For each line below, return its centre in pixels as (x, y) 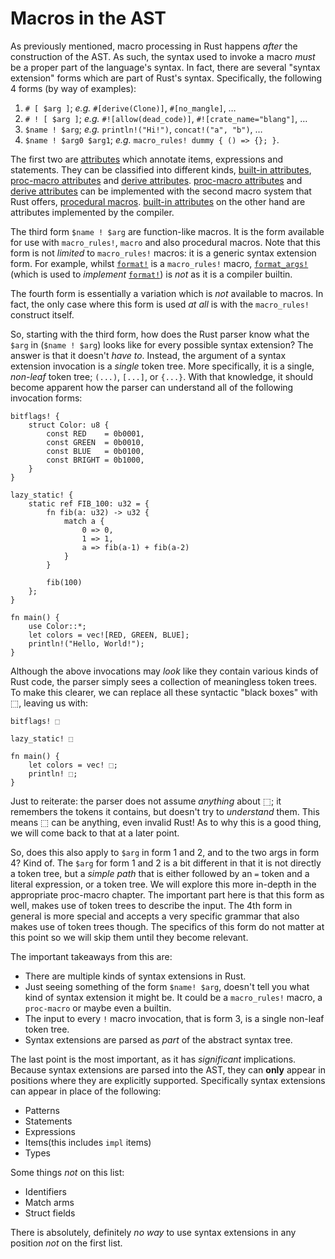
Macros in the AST (88, 18)
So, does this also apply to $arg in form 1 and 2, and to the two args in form (165, 852)
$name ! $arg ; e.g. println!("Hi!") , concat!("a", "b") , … (143, 129)
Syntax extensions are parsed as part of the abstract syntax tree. (158, 1039)
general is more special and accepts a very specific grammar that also (155, 916)
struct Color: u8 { (69, 425)
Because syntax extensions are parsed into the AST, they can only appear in (168, 1069)
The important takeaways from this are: (91, 956)
